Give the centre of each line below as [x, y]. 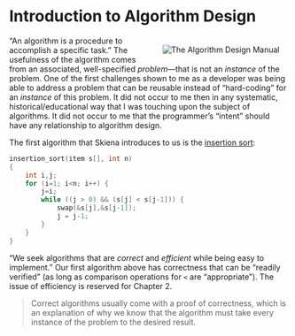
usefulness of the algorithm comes [73, 59]
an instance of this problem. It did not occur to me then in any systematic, [144, 97]
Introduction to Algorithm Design [133, 16]
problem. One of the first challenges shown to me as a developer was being [147, 78]
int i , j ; [41, 175]
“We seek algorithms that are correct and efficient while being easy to [136, 257]
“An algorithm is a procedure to [66, 41]
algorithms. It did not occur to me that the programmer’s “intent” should [140, 116]
